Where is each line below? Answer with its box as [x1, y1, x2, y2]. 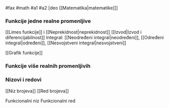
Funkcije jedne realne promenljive [5, 17, 91, 24]
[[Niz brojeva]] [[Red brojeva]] [5, 88, 69, 94]
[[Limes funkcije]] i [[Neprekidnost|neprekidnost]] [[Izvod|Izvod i [5, 29, 142, 35]
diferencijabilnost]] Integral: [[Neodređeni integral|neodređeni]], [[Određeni [5, 35, 164, 41]
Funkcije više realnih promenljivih [5, 63, 91, 70]
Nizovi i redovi [5, 76, 42, 84]
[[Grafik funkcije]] [5, 50, 43, 56]
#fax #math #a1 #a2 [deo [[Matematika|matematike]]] [5, 5, 118, 11]
